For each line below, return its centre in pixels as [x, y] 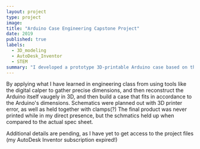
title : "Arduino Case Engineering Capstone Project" [73, 28]
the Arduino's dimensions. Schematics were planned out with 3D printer [94, 103]
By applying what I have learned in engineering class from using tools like [96, 84]
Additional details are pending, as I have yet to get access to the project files [100, 134]
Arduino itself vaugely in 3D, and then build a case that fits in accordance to [99, 97]
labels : [16, 45]
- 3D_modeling [29, 51]
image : [14, 23]
